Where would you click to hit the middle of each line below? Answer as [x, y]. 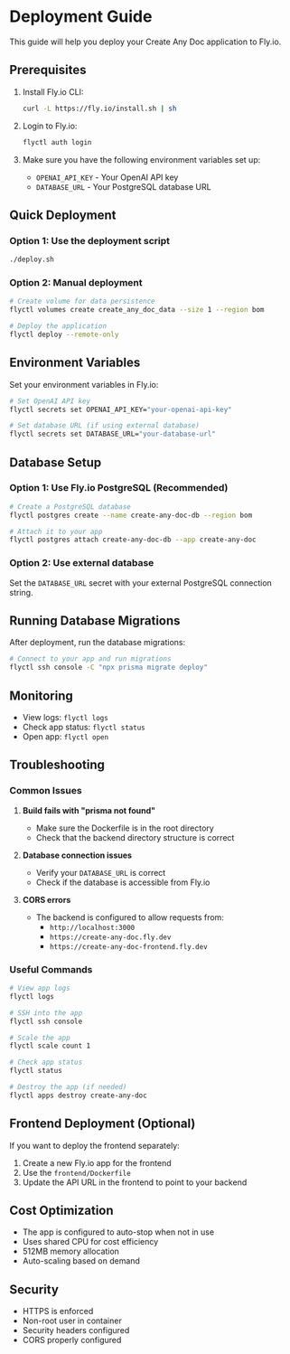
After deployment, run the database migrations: [98, 643]
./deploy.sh [32, 259]
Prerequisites [48, 70]
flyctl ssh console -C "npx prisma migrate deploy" [108, 668]
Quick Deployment [63, 215]
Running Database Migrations [95, 621]
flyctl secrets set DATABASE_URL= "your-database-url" [113, 434]
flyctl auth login [57, 142]
